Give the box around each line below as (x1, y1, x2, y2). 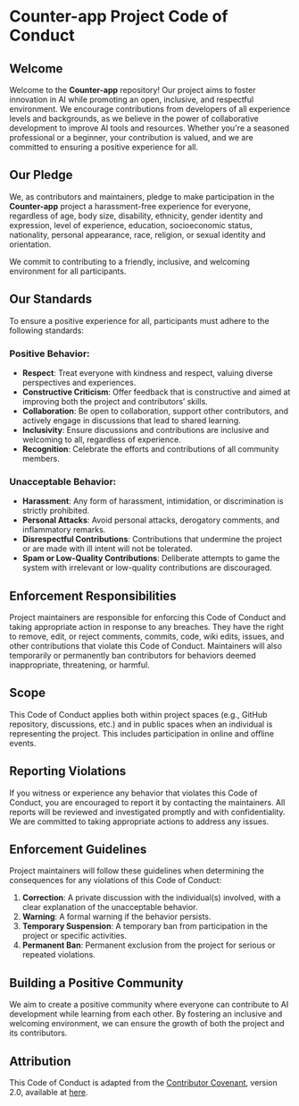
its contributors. (9, 1027, 68, 1039)
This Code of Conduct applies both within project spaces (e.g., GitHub (9, 709, 268, 719)
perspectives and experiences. (21, 377, 137, 387)
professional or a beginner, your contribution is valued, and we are (9, 132, 253, 142)
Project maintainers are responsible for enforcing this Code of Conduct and (9, 612, 287, 623)
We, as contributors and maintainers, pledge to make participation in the (9, 191, 275, 202)
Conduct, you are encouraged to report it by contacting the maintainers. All (9, 796, 286, 807)
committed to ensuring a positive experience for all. (9, 141, 199, 152)
